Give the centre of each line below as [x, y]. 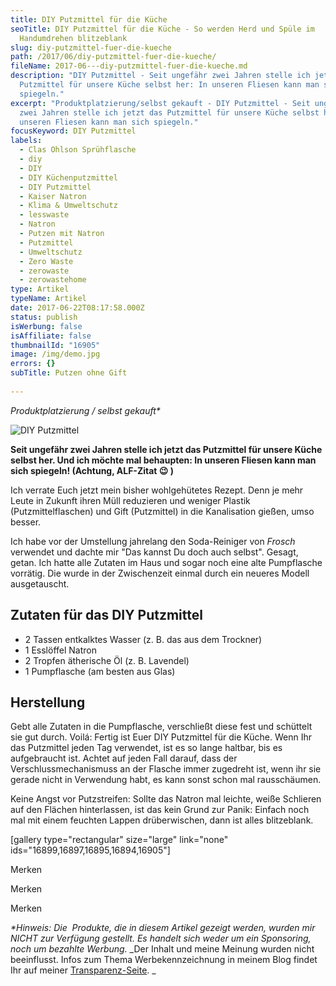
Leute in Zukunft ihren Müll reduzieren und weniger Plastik [130, 500]
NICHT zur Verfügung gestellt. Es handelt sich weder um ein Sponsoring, [161, 938]
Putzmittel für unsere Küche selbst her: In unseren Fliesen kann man [169, 85]
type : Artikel [40, 289]
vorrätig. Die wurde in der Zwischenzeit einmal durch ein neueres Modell [160, 573]
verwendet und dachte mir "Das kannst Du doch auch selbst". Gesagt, [154, 552]
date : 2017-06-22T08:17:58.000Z [77, 308]
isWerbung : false [46, 326]
